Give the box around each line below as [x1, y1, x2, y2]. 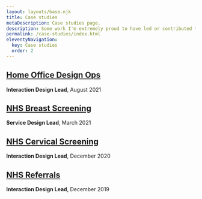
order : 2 [11, 48, 34, 54]
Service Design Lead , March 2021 [6, 119, 91, 126]
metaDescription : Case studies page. [6, 20, 101, 26]
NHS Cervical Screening [6, 136, 99, 147]
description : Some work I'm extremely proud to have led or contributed [6, 25, 192, 32]
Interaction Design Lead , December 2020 [6, 152, 111, 159]
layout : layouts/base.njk [6, 8, 71, 15]
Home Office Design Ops [6, 70, 101, 80]
